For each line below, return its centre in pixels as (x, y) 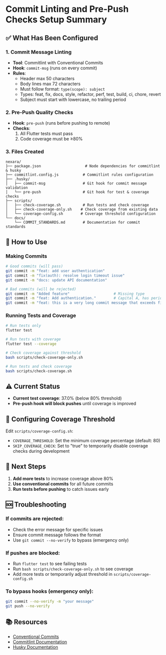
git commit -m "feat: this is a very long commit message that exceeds (81, 303)
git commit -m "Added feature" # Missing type (75, 294)
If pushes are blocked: (33, 553)
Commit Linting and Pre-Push (67, 9)
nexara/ (14, 162)
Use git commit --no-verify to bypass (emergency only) (71, 540)
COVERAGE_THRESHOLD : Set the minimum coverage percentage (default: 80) (86, 441)
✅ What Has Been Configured (52, 38)
